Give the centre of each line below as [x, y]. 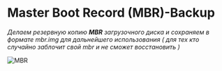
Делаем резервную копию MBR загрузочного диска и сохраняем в [108, 32]
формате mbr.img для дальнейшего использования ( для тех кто [103, 39]
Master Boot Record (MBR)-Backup [111, 13]
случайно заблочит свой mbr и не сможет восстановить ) [94, 47]
